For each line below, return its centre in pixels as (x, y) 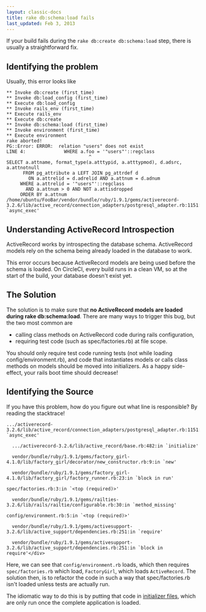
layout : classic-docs (34, 12)
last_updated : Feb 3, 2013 (41, 23)
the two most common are (40, 323)
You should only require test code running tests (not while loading (90, 353)
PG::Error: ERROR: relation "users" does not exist (75, 147)
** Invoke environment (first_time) (53, 130)
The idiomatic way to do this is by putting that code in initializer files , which (101, 596)
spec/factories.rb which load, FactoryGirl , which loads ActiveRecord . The (101, 571)
